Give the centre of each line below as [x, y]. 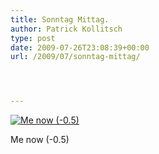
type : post [33, 38]
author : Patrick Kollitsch [66, 29]
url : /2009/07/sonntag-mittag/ [75, 57]
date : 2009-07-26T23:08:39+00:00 [80, 47]
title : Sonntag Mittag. [60, 19]
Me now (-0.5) [40, 140]
